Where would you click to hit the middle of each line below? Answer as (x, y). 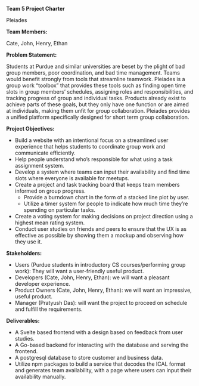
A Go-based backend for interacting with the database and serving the (102, 345)
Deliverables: (23, 321)
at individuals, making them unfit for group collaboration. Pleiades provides (98, 111)
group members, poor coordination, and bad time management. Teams (93, 73)
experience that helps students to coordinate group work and (90, 146)
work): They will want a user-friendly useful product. (79, 271)
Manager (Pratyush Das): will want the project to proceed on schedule (101, 303)
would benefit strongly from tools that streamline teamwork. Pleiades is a (96, 79)
